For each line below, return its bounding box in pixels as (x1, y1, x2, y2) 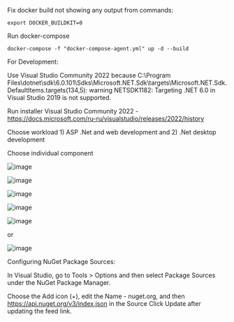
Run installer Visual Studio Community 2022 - (7, 107, 138, 115)
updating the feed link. (7, 307, 72, 315)
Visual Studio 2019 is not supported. (7, 94, 112, 101)
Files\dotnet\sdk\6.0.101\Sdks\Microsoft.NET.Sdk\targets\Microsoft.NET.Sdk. (7, 78, 227, 87)
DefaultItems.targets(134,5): (7, 86, 88, 94)
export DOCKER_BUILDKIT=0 (7, 20, 82, 27)
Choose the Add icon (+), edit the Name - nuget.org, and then (7, 292, 185, 300)
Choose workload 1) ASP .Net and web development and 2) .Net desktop (7, 128, 217, 136)
